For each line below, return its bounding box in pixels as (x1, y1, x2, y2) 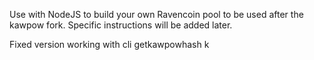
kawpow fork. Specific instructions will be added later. (9, 19, 233, 31)
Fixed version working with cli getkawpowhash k (9, 39, 210, 50)
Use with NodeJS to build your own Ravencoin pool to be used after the (9, 9, 304, 20)
